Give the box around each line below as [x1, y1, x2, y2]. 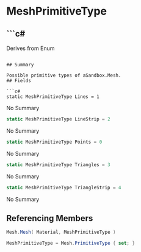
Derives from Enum [6, 44, 55, 52]
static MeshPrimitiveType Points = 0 [6, 139, 103, 145]
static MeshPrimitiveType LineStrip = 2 [6, 116, 111, 122]
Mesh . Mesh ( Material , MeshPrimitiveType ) [6, 229, 116, 236]
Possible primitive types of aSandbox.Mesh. [6, 72, 121, 79]
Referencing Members [6, 213, 93, 223]
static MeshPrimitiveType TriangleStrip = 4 [6, 184, 121, 191]
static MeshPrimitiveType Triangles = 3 [6, 161, 111, 168]
